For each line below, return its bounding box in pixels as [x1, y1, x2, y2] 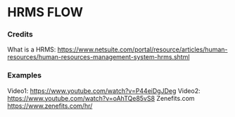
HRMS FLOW [7, 4, 83, 20]
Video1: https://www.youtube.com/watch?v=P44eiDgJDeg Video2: [7, 86, 201, 95]
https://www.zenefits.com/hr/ [7, 101, 93, 110]
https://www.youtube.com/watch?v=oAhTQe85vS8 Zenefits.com [7, 94, 195, 102]
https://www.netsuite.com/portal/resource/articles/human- [57, 45, 228, 54]
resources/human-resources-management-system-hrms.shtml [7, 53, 190, 61]
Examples [7, 70, 42, 80]
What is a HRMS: [7, 45, 56, 54]
